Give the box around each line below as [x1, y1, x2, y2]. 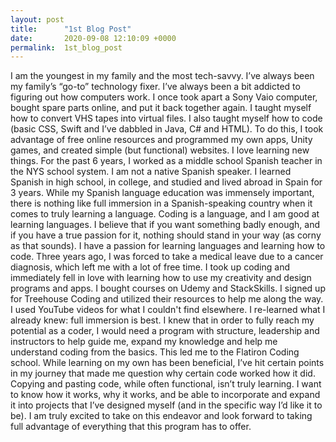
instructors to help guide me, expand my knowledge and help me [10, 336, 278, 348]
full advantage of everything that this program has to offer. [10, 421, 252, 433]
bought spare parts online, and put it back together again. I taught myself [10, 102, 312, 114]
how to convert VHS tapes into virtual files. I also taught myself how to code [10, 112, 323, 125]
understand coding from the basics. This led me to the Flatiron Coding [10, 346, 300, 358]
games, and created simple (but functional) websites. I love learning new [10, 144, 310, 156]
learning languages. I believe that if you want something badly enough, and [10, 219, 321, 231]
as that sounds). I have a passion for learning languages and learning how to [10, 240, 326, 252]
